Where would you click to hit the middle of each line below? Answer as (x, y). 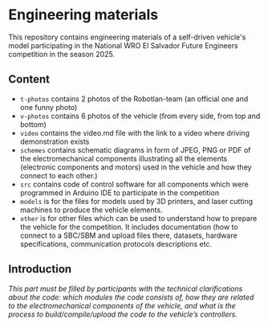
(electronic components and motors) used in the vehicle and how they (136, 167)
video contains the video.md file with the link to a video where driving (135, 133)
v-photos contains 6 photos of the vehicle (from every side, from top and (140, 116)
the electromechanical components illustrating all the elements (124, 158)
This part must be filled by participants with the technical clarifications (126, 288)
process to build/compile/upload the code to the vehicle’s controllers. (123, 314)
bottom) (33, 124)
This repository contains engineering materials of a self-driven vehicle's (127, 37)
